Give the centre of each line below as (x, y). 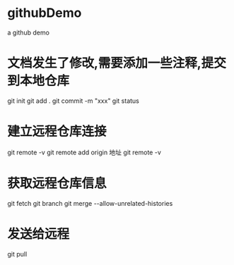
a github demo (28, 32)
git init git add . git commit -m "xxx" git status (73, 101)
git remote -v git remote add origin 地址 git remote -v (84, 152)
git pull (17, 254)
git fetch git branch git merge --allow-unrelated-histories (90, 203)
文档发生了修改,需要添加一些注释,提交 (117, 63)
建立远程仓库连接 (57, 131)
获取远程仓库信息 (57, 183)
